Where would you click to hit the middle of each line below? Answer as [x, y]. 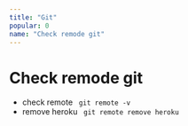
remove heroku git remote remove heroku [100, 112]
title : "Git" [33, 17]
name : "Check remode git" [57, 34]
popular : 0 [29, 26]
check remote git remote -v [76, 102]
